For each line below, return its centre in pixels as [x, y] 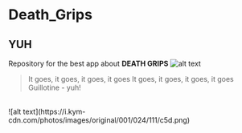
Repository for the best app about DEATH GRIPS [88, 63]
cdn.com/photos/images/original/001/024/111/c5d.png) [99, 120]
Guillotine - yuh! [55, 87]
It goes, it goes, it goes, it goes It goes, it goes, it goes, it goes [131, 79]
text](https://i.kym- [54, 111]
